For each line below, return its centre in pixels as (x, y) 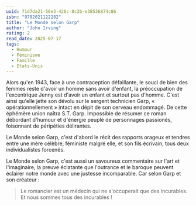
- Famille (23, 60)
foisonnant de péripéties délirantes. (49, 126)
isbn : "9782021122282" (34, 17)
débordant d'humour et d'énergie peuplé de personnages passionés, (89, 120)
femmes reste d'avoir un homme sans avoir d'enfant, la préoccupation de (94, 89)
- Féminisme (26, 55)
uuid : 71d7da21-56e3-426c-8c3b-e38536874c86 (61, 11)
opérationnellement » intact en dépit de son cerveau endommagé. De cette (97, 107)
